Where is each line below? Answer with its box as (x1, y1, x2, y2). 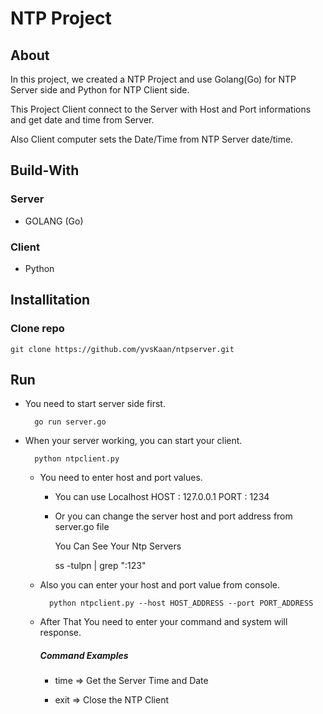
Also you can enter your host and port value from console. (39, 579, 280, 591)
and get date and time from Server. (10, 114, 155, 126)
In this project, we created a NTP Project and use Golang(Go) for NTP (10, 73, 297, 85)
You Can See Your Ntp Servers (54, 540, 182, 552)
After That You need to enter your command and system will (39, 616, 288, 628)
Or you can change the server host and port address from (54, 510, 293, 522)
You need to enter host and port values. (39, 472, 203, 484)
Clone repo (10, 322, 65, 336)
